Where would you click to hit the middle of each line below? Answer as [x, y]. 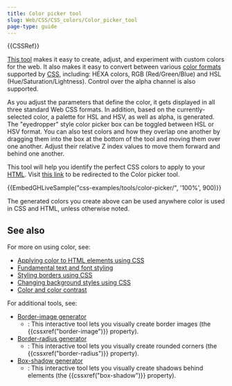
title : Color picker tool [44, 13]
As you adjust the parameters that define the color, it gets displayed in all [111, 102]
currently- [191, 110]
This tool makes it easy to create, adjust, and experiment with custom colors [116, 59]
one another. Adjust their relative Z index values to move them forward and [114, 147]
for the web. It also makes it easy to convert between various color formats [114, 67]
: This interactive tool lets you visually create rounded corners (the [122, 346]
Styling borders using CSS [55, 275]
